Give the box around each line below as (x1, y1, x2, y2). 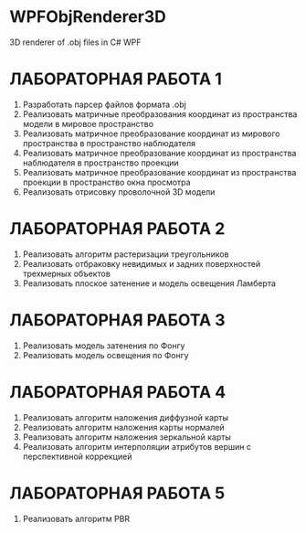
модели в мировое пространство (22, 118, 153, 129)
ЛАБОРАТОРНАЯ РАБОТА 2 (9, 219, 226, 240)
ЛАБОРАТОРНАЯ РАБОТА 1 (9, 69, 222, 90)
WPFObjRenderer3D (9, 6, 167, 27)
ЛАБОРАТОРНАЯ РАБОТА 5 (9, 483, 226, 504)
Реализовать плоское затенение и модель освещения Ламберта (22, 277, 277, 289)
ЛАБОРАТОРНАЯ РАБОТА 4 (9, 381, 227, 402)
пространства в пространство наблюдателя (22, 137, 196, 148)
